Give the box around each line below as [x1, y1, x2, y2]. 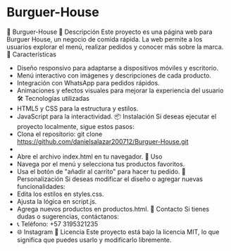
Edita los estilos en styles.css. [16, 190, 104, 198]
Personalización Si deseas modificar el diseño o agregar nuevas [16, 174, 204, 183]
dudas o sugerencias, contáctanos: [16, 212, 120, 221]
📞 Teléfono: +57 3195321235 [16, 219, 99, 228]
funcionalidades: [16, 182, 65, 190]
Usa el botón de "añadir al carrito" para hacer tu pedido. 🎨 [16, 167, 186, 176]
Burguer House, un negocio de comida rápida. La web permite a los [6, 35, 203, 43]
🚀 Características [6, 50, 57, 59]
